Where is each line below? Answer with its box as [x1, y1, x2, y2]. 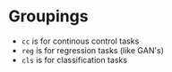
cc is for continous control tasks [21, 36, 140, 46]
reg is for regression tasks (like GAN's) [21, 44, 165, 55]
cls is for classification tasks [21, 54, 127, 65]
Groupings [8, 6, 89, 27]
